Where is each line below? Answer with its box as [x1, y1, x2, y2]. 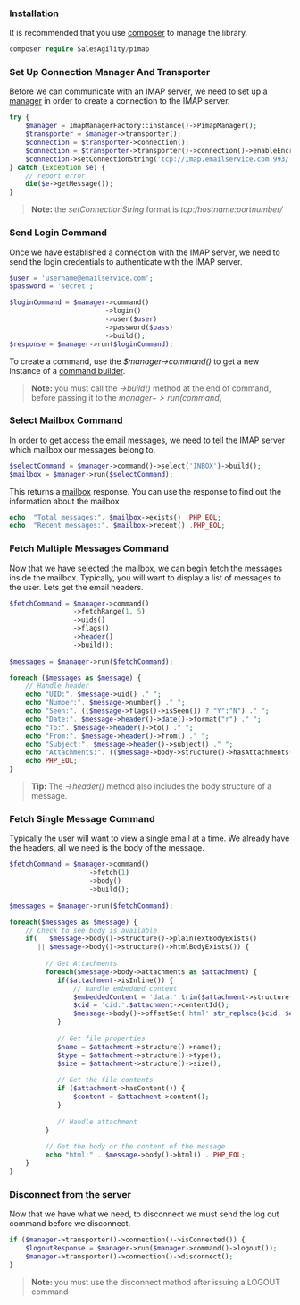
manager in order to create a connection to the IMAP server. [9, 96, 230, 106]
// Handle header [25, 682, 90, 691]
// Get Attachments [45, 960, 118, 969]
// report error [25, 171, 87, 181]
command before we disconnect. [9, 1218, 131, 1229]
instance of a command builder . [9, 365, 126, 376]
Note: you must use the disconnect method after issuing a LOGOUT [30, 1276, 281, 1287]
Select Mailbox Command [9, 414, 123, 427]
